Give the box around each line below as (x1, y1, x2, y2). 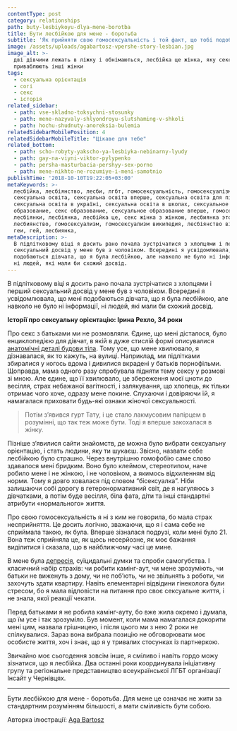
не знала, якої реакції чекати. (7, 594, 97, 602)
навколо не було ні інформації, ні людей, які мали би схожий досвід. (7, 302, 214, 310)
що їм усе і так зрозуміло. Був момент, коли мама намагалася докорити (7, 615, 226, 624)
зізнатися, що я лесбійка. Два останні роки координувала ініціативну (7, 658, 217, 667)
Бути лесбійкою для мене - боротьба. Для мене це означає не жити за (7, 694, 222, 703)
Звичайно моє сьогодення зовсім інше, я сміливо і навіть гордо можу (7, 651, 219, 660)
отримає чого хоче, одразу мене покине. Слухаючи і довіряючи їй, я (7, 389, 215, 398)
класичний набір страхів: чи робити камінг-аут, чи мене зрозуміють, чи (7, 564, 224, 572)
